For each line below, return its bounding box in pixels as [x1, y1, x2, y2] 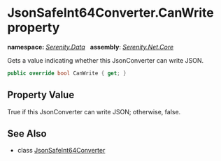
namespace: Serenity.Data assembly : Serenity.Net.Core [7, 43, 174, 51]
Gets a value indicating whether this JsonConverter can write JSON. [7, 56, 204, 64]
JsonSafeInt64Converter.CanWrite [7, 5, 215, 21]
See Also [7, 128, 47, 140]
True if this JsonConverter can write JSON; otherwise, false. [7, 107, 181, 116]
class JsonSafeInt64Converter [17, 146, 106, 155]
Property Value [7, 89, 75, 101]
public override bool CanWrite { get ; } [7, 70, 127, 77]
